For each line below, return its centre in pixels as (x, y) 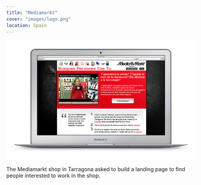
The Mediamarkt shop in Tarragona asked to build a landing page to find (96, 169)
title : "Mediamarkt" (32, 13)
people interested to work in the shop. (53, 176)
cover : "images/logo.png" (39, 19)
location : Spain (26, 25)
